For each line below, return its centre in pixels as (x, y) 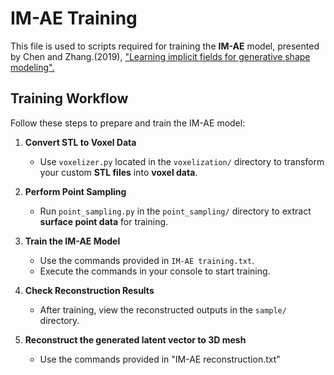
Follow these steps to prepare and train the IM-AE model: (128, 123)
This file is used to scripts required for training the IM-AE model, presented (165, 46)
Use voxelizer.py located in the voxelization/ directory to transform (182, 161)
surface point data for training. (104, 221)
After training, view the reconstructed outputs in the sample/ (163, 309)
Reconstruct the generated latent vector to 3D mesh (135, 339)
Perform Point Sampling (75, 191)
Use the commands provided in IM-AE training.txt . (147, 260)
